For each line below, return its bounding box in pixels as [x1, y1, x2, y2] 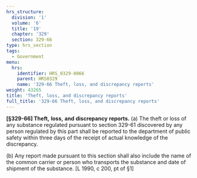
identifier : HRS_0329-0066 [17, 70, 85, 76]
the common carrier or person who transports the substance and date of [6, 158, 186, 165]
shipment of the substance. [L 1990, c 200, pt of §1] [6, 165, 134, 172]
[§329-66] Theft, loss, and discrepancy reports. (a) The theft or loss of [6, 115, 187, 122]
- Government [11, 54, 44, 60]
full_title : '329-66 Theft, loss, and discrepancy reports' [6, 98, 160, 104]
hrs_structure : [6, 8, 44, 15]
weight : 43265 [6, 87, 42, 93]
